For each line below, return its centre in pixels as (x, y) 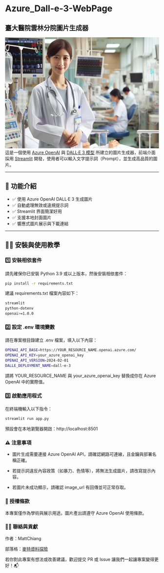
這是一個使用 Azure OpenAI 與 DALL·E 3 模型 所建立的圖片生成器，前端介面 (80, 152)
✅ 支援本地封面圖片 (32, 217)
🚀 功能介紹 (21, 186)
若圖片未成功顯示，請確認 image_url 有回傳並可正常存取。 (70, 487)
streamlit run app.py (27, 419)
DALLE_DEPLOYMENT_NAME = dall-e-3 (38, 365)
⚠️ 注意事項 (18, 443)
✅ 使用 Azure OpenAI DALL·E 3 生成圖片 (52, 199)
